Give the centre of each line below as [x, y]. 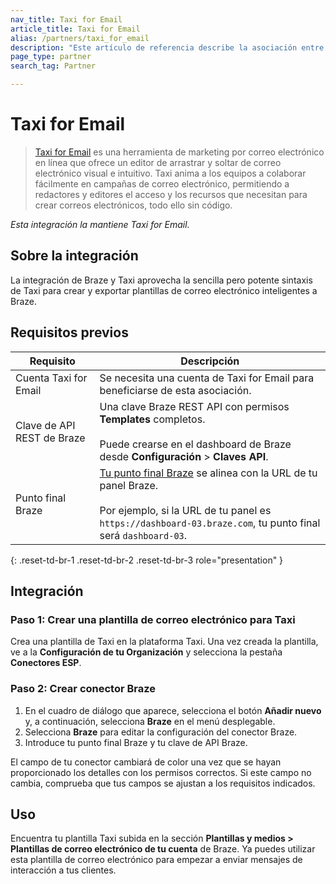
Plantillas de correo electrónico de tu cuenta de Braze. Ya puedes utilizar [163, 849]
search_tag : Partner [53, 66]
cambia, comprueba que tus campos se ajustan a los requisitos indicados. [163, 783]
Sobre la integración [74, 256]
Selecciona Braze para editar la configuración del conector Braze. [161, 732]
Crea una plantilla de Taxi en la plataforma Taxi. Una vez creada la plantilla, [164, 642]
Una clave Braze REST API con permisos [194, 406]
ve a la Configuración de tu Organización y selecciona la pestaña [146, 652]
